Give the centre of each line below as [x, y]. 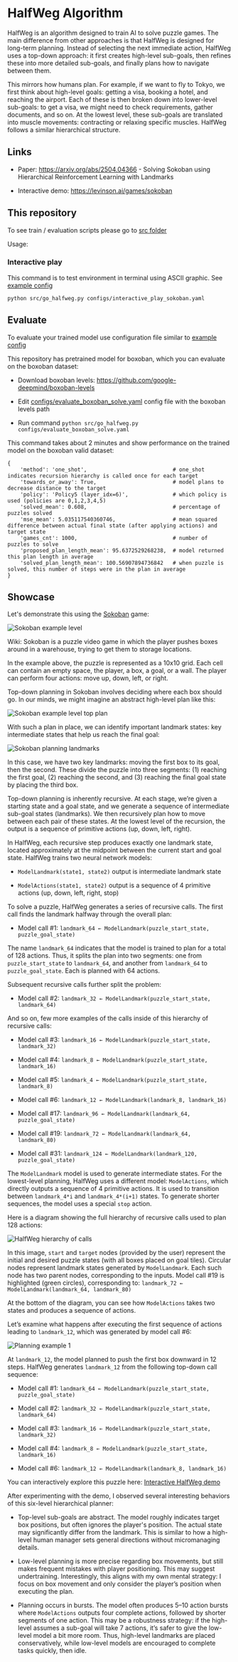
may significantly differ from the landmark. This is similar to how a [114, 1533]
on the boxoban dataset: [43, 366]
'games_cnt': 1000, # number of [114, 538]
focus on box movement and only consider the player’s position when [119, 1584]
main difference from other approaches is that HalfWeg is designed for [111, 40]
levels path [33, 409]
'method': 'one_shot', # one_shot [112, 470]
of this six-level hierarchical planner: [60, 1503]
